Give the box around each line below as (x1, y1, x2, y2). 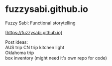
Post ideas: (5, 39, 28, 45)
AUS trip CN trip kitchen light (5, 44, 65, 50)
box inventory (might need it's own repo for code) (5, 55, 107, 61)
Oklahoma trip (5, 50, 34, 56)
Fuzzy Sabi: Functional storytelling (5, 20, 76, 26)
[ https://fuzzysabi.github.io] (5, 29, 63, 35)
